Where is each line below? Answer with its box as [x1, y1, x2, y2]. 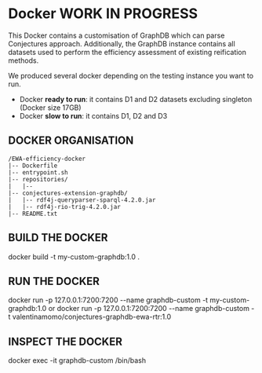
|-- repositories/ [8, 175, 68, 183]
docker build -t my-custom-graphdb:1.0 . [8, 252, 140, 261]
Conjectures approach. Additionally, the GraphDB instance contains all [8, 38, 235, 48]
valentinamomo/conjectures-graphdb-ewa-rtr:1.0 [12, 312, 171, 322]
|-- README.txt [8, 210, 58, 218]
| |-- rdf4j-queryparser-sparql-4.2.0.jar [8, 196, 156, 204]
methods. [8, 56, 39, 65]
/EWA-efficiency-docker [8, 155, 86, 163]
